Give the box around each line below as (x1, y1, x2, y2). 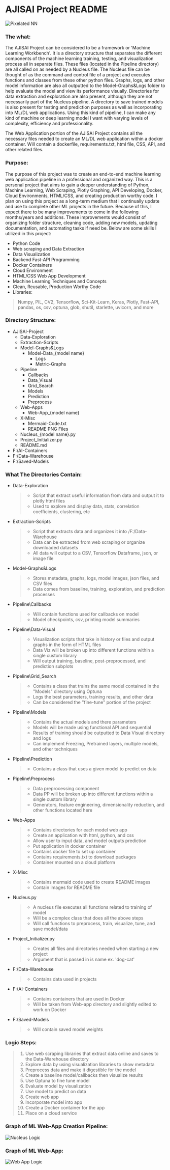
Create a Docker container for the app (25, 1105, 105, 1111)
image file (32, 555, 54, 562)
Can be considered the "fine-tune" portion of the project (32, 699, 151, 706)
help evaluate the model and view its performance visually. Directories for (5, 88, 159, 94)
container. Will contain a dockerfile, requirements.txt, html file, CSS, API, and (5, 141, 165, 147)
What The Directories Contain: (5, 471, 82, 478)
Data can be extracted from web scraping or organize (32, 539, 146, 545)
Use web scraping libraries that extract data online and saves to (25, 1050, 159, 1057)
